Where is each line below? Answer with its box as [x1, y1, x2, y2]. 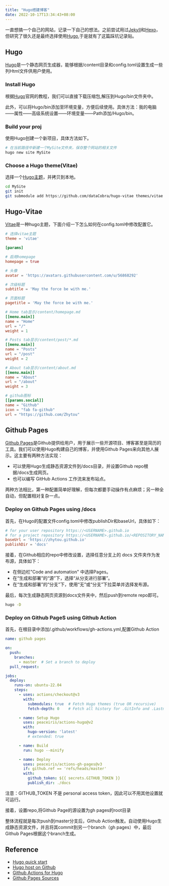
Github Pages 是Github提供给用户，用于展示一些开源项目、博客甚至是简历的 [5, 440, 161, 446]
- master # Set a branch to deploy [18, 659, 96, 664]
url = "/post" [5, 352, 35, 357]
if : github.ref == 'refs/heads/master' [23, 766, 107, 771]
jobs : [5, 673, 17, 679]
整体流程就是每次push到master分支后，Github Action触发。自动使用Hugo [5, 818, 157, 824]
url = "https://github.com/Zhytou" [5, 412, 80, 417]
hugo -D [5, 602, 22, 607]
